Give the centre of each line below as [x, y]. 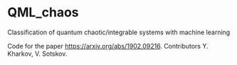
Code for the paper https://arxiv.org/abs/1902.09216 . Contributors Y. [108, 46]
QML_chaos [43, 12]
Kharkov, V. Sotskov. [37, 54]
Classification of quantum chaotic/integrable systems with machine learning [119, 32]
